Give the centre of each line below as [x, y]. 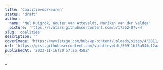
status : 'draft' [21, 14]
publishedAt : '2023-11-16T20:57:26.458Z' [48, 50]
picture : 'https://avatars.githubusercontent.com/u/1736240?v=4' [77, 28]
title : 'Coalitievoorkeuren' [34, 9]
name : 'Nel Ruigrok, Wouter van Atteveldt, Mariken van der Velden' [80, 23]
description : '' [21, 37]
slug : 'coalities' [24, 32]
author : [13, 18]
